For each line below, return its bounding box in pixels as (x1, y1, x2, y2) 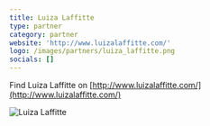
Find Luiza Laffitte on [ (9, 80, 93, 90)
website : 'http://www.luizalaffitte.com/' (9, 38, 171, 48)
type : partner (9, 22, 63, 31)
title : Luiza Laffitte (9, 13, 95, 22)
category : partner (9, 30, 78, 39)
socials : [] (9, 55, 54, 64)
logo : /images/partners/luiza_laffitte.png (9, 47, 176, 56)
